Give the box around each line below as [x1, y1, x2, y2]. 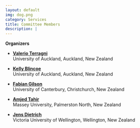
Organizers [5, 40, 30, 46]
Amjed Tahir [12, 96, 39, 103]
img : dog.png [5, 12, 33, 17]
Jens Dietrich [12, 112, 42, 118]
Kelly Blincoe [12, 66, 41, 72]
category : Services [5, 17, 47, 22]
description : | [5, 27, 38, 32]
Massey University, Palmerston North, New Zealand [12, 101, 121, 108]
